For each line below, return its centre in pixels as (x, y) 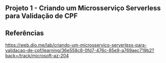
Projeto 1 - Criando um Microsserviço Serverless (83, 8)
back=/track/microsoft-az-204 (37, 56)
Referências (25, 33)
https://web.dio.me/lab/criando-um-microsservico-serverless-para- (76, 45)
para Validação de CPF (42, 16)
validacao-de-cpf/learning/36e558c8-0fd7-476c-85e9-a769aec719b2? (80, 50)
